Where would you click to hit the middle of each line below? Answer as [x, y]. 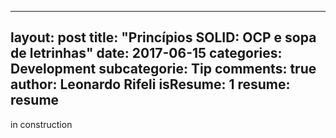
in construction [41, 124]
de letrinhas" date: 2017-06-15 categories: [146, 53]
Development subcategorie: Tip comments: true [163, 69]
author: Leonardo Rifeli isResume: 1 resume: [150, 84]
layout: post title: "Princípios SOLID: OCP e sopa [163, 37]
